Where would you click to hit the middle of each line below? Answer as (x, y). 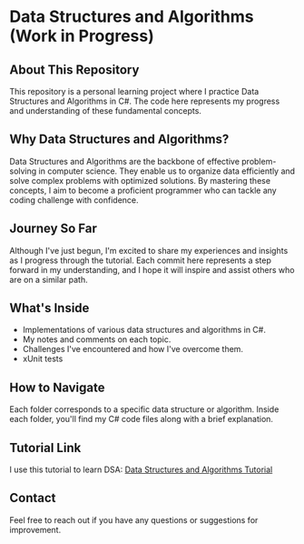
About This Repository (74, 70)
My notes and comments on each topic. (97, 339)
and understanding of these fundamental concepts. (106, 111)
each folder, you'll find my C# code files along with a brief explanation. (142, 419)
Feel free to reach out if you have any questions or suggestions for (134, 519)
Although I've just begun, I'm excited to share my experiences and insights (149, 250)
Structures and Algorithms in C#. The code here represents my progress (145, 101)
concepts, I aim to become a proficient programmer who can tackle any (143, 190)
